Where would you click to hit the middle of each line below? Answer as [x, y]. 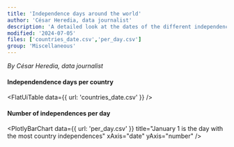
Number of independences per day [59, 113]
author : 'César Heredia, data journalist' [70, 20]
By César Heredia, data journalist [55, 66]
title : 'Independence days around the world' [74, 14]
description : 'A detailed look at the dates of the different [99, 26]
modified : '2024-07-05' [42, 33]
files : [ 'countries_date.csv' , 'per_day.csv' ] [74, 40]
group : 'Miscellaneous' [42, 46]
